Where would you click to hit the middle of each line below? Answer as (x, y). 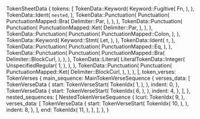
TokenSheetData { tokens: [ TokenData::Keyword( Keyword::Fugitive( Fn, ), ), (100, 9)
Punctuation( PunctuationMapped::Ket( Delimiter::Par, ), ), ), (79, 27)
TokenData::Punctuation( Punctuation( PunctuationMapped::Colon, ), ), (93, 34)
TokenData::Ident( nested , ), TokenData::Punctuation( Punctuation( (88, 15)
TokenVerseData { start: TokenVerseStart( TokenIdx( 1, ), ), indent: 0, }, (93, 84)
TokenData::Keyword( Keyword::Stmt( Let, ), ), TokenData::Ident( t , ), (91, 40)
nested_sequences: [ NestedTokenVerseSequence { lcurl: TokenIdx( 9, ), (96, 97)
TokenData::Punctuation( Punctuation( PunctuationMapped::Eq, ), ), (89, 46)
